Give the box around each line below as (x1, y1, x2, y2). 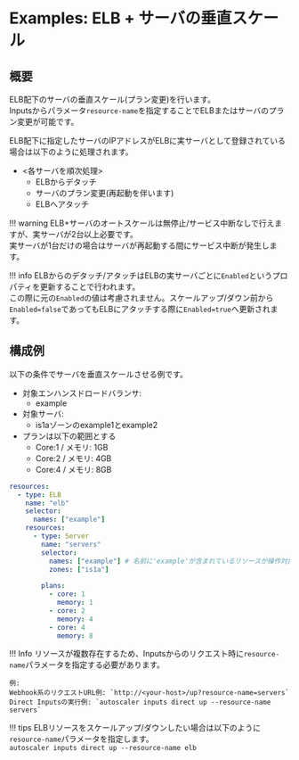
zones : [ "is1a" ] (48, 565, 109, 574)
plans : (41, 582, 66, 591)
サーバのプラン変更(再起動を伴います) (35, 188, 174, 198)
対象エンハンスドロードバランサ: (21, 387, 142, 398)
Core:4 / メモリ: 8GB (35, 464, 112, 475)
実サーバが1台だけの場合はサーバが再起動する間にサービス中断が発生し (9, 240, 270, 251)
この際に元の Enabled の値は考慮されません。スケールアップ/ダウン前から (9, 293, 274, 303)
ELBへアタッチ (35, 199, 90, 210)
